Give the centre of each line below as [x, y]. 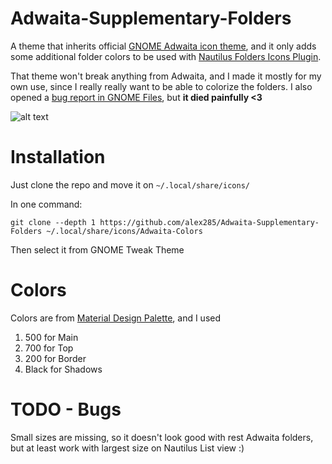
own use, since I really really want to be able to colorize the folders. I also [161, 86]
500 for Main [51, 337]
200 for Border [55, 358]
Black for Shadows [63, 369]
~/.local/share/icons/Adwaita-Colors [124, 231]
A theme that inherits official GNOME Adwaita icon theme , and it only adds [163, 46]
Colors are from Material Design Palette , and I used [116, 318]
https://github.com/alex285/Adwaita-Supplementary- [209, 222]
